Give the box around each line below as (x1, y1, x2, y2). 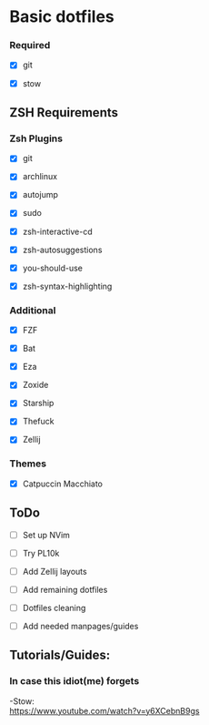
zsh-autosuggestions (22, 244, 103, 255)
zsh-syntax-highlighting (22, 281, 113, 291)
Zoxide (22, 380, 49, 391)
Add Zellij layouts (22, 566, 88, 577)
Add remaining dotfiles (22, 584, 108, 595)
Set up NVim (22, 529, 71, 540)
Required (9, 39, 51, 52)
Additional (9, 303, 56, 316)
